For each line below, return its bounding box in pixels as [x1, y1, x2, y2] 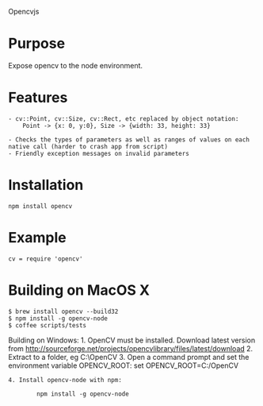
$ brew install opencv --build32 [8, 307, 119, 315]
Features [8, 89, 68, 106]
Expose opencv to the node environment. [8, 60, 143, 70]
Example [8, 229, 67, 246]
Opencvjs [8, 7, 40, 16]
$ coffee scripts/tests [8, 321, 87, 329]
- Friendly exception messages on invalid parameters [8, 149, 190, 157]
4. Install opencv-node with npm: [8, 376, 123, 384]
